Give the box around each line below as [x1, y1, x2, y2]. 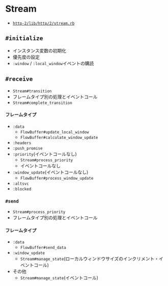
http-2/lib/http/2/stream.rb [12, 21, 75, 26]
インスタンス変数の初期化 [12, 47, 67, 53]
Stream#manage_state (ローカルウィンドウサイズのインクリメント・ [20, 255, 159, 262]
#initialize [5, 35, 43, 42]
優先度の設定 [12, 54, 40, 60]
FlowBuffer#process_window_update [20, 176, 94, 181]
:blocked [12, 186, 32, 191]
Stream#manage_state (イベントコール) [20, 275, 98, 281]
